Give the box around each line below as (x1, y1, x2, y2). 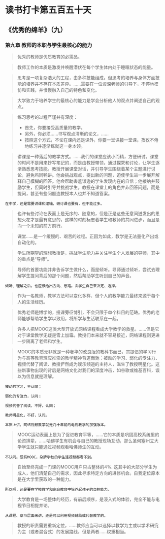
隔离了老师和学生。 (26, 338, 65, 344)
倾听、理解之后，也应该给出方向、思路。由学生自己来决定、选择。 (5, 283, 119, 288)
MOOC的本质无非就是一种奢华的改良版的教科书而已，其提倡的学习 (17, 348, 152, 355)
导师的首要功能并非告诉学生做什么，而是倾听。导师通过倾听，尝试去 (17, 267, 156, 272)
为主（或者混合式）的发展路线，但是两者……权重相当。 (17, 528, 129, 535)
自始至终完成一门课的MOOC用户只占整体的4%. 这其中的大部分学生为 (17, 464, 157, 470)
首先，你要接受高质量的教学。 (24, 124, 85, 131)
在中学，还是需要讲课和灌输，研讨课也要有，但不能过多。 (5, 201, 104, 206)
